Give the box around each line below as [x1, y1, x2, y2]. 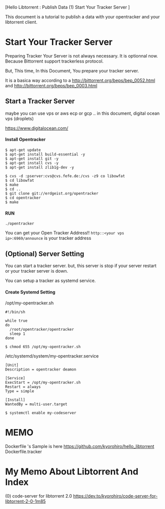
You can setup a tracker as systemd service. [5, 278, 96, 284]
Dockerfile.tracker [5, 449, 42, 455]
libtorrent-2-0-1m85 [5, 499, 46, 505]
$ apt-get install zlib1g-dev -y [5, 165, 74, 170]
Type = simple [5, 389, 35, 394]
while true [5, 318, 28, 323]
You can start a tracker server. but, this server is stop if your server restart [5, 263, 157, 269]
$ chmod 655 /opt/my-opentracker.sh [5, 345, 81, 350]
